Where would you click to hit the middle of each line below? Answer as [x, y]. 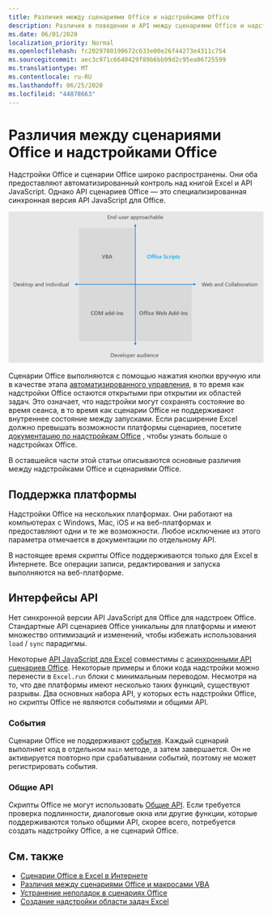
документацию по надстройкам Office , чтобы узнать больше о [118, 436]
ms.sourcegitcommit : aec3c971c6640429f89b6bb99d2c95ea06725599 [117, 60]
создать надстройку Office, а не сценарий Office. [93, 831]
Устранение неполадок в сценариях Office [93, 893]
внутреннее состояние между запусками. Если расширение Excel [123, 419]
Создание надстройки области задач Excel [94, 902]
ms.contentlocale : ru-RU [50, 77]
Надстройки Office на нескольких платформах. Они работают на [121, 514]
